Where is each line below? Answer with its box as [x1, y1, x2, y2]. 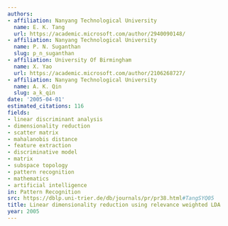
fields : [7, 109, 31, 116]
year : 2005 [7, 208, 40, 215]
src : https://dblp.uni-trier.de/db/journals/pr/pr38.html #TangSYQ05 [7, 195, 215, 202]
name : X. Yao [13, 63, 53, 70]
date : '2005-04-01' [7, 96, 65, 103]
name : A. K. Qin [13, 83, 62, 90]
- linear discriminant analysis [7, 115, 103, 123]
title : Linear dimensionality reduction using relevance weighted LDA [7, 201, 221, 209]
